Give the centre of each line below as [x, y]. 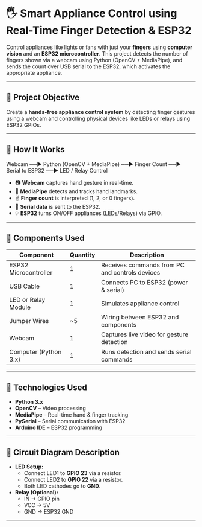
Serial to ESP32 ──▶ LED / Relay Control [57, 170]
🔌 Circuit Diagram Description [63, 452]
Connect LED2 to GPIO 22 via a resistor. [73, 480]
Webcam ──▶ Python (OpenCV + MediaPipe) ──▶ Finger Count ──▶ [94, 164]
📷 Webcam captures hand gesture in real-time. [74, 182]
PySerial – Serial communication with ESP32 [70, 421]
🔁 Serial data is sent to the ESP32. [57, 206]
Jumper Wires [29, 321]
